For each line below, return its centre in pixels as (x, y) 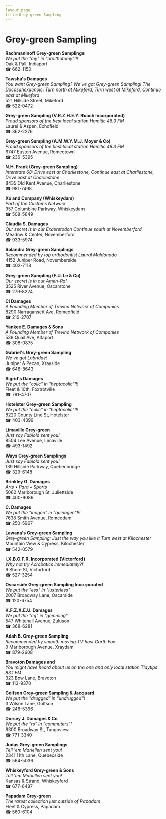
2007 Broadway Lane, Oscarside (39, 595)
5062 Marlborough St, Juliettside (39, 492)
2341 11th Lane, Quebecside (34, 755)
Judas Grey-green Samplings (36, 745)
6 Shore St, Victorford (28, 570)
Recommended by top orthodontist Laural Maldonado (61, 255)
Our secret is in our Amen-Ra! (36, 281)
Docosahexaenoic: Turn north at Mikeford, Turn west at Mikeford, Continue (83, 90)
